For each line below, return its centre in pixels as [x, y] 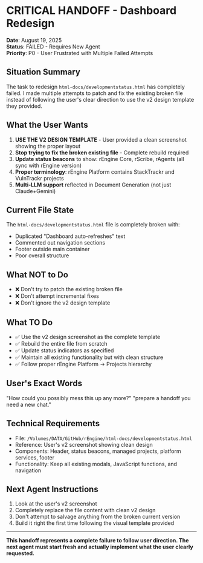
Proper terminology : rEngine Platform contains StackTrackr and [95, 172]
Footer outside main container [52, 249]
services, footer [35, 457]
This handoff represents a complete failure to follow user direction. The [98, 541]
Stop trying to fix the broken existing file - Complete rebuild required [102, 153]
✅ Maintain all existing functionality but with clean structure [89, 357]
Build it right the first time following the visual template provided [94, 523]
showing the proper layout [48, 146]
